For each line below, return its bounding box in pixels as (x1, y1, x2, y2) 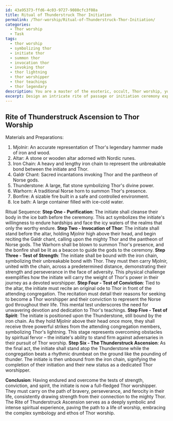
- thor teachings (10, 79, 47, 84)
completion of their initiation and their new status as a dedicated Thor (5, 362, 153, 368)
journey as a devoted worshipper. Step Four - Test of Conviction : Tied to (5, 280, 161, 286)
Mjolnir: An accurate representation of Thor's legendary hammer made (12, 144, 163, 151)
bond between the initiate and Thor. (12, 166, 89, 172)
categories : (5, 22, 31, 27)
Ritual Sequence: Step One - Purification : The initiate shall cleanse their (5, 209, 159, 215)
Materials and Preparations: (5, 134, 64, 140)
